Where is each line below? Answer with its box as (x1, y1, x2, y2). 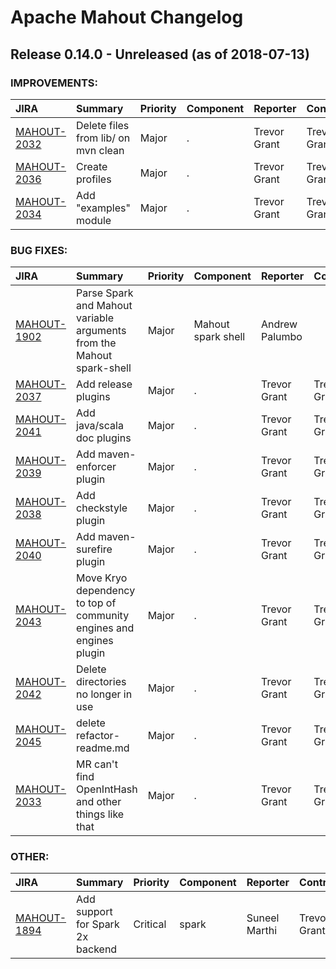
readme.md (76, 741, 130, 755)
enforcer (76, 460, 117, 474)
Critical (133, 917, 167, 931)
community (76, 609, 130, 623)
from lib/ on (76, 131, 131, 145)
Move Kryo (76, 571, 128, 585)
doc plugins (76, 431, 132, 445)
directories (76, 675, 127, 689)
